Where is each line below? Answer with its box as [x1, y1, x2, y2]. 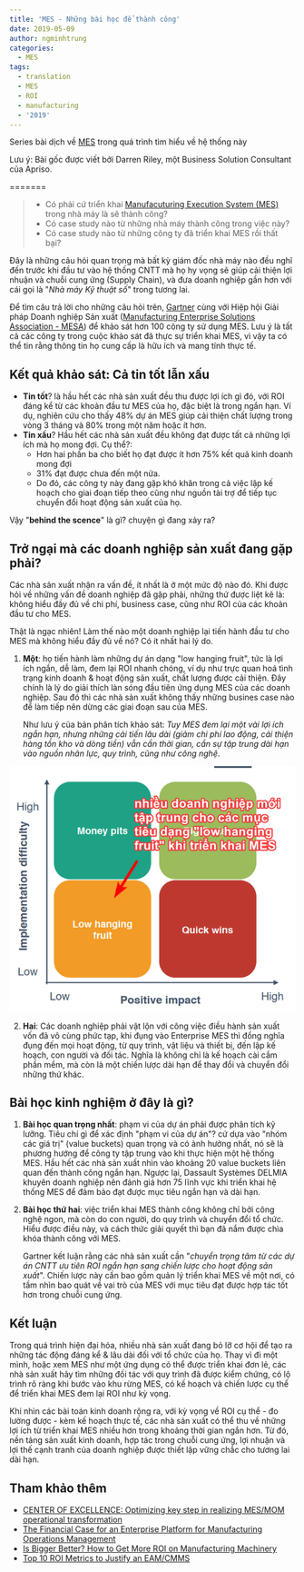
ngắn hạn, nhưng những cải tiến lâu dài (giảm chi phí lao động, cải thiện [22, 729, 294, 740]
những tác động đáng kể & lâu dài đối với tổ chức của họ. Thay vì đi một [9, 1349, 279, 1360]
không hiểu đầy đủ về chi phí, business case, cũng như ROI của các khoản [9, 599, 289, 609]
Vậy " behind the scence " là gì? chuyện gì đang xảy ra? [9, 514, 216, 526]
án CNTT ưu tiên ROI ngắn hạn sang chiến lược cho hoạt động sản [22, 1260, 273, 1271]
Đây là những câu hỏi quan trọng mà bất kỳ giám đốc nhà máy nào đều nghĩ [9, 255, 293, 266]
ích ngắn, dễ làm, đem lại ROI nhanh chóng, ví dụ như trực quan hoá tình [22, 663, 293, 673]
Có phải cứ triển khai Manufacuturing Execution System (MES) [44, 199, 279, 210]
